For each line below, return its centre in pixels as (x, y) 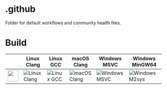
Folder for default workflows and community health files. (63, 23)
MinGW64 (144, 64)
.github (20, 9)
